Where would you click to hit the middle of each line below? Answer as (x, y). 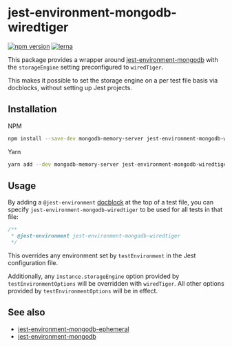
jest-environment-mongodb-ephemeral (73, 329)
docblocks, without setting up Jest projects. (70, 87)
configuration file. (33, 262)
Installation (32, 109)
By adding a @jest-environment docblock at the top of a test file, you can (111, 202)
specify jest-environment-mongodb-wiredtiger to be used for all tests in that (115, 210)
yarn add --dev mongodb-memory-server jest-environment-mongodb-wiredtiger (119, 164)
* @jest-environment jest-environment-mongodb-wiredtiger (96, 236)
